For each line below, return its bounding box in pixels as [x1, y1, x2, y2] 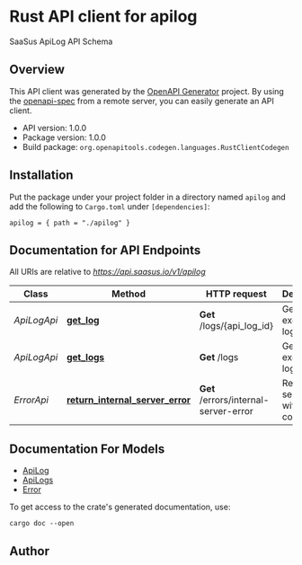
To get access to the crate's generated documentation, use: [9, 501, 231, 513]
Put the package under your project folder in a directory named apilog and [9, 191, 286, 202]
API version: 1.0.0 [22, 122, 87, 133]
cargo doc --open [9, 519, 75, 528]
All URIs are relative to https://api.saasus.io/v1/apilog [9, 267, 206, 278]
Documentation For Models [9, 441, 165, 456]
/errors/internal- [199, 393, 270, 406]
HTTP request [205, 287, 267, 300]
